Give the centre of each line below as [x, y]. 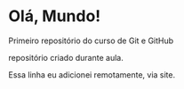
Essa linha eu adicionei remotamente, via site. [92, 74]
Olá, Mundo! [55, 16]
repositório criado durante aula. [66, 57]
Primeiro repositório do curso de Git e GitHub [91, 41]
